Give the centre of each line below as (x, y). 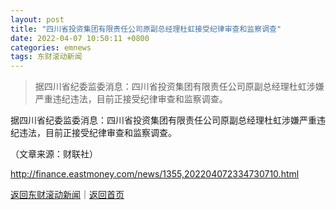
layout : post (37, 19)
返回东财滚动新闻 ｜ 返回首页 (67, 195)
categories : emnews (51, 47)
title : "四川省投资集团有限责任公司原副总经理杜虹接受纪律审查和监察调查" (146, 29)
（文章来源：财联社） (54, 154)
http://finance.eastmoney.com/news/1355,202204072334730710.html (155, 174)
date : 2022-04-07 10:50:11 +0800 (80, 38)
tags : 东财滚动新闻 (46, 57)
